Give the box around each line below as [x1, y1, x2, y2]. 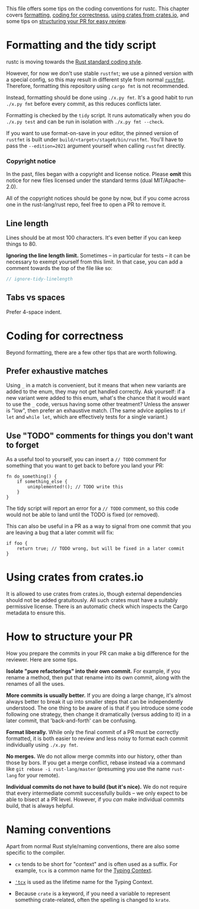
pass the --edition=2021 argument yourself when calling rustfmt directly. [6, 142, 186, 149]
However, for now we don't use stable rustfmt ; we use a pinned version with [6, 70, 194, 77]
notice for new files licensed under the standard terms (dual [6, 177, 153, 184]
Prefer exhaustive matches [6, 366, 109, 377]
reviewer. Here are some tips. [6, 656, 78, 663]
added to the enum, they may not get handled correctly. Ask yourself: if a [6, 388, 185, 395]
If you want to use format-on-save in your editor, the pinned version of [6, 129, 179, 136]
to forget [6, 440, 39, 450]
